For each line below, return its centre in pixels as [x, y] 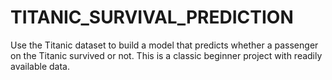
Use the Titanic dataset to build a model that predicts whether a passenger [164, 45]
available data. [40, 66]
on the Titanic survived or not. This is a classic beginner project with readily [166, 55]
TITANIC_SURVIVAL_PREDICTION [152, 17]
